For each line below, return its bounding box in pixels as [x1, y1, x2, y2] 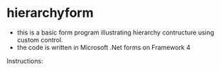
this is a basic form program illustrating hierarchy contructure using [16, 28, 215, 37]
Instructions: [6, 56, 43, 65]
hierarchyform [6, 5, 94, 21]
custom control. [16, 35, 63, 44]
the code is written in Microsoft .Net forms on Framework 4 [16, 43, 191, 51]
